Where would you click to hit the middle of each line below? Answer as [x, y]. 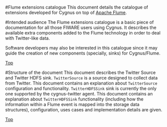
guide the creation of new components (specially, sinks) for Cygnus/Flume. [83, 53]
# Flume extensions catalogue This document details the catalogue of [77, 7]
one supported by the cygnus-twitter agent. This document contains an [79, 94]
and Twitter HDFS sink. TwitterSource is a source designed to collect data [81, 78]
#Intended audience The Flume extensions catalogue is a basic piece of [79, 22]
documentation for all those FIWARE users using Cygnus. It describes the [81, 27]
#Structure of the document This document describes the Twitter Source [80, 72]
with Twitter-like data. [28, 38]
